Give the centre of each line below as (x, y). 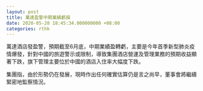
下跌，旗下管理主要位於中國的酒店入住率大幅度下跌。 (77, 61)
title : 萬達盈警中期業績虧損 (38, 17)
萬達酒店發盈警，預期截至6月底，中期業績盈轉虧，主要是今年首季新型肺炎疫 (101, 46)
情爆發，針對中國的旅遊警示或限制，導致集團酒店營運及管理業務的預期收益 (99, 54)
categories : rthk (28, 29)
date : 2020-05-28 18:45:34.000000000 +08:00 (63, 23)
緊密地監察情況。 (27, 82)
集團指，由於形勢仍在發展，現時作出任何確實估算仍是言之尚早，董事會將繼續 (101, 74)
